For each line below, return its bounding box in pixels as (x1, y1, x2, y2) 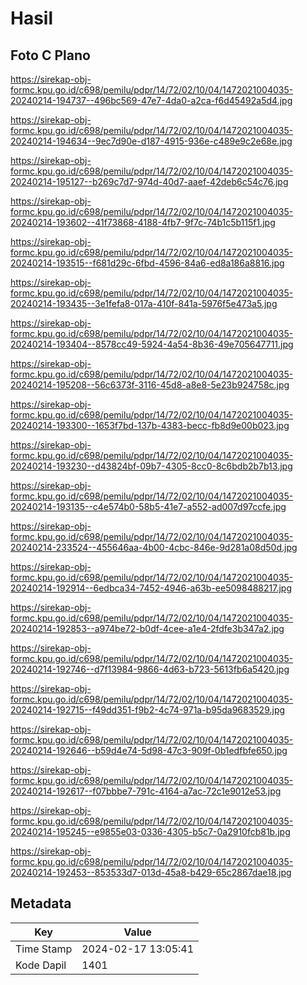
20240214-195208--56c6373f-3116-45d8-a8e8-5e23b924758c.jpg (10, 379, 290, 391)
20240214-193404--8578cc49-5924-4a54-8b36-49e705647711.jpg (10, 338, 294, 350)
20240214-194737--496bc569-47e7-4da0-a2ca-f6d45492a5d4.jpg (10, 95, 293, 106)
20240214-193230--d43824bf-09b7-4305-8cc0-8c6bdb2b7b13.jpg (10, 460, 293, 472)
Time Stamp (15, 942, 73, 956)
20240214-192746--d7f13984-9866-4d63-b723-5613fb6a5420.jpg (10, 663, 290, 675)
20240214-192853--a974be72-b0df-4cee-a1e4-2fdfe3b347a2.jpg (10, 623, 285, 634)
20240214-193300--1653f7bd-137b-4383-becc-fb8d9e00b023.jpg (10, 420, 290, 431)
